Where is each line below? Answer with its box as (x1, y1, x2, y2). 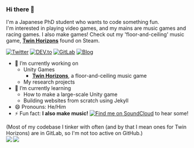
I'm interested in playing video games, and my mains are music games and (6, 25, 186, 32)
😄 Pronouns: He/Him (14, 104, 66, 111)
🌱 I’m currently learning (14, 85, 72, 92)
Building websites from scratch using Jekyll (23, 97, 129, 104)
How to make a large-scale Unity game (23, 91, 118, 98)
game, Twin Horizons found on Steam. (6, 37, 100, 44)
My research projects (23, 78, 75, 85)
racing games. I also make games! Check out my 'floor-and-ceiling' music (6, 31, 185, 38)
